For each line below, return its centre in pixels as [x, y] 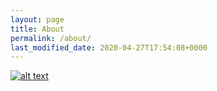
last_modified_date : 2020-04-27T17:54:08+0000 [109, 47]
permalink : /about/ [51, 38]
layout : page [37, 19]
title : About [37, 29]
